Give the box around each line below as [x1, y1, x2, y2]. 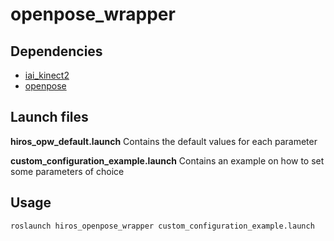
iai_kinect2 [24, 69, 70, 81]
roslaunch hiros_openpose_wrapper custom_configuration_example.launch [10, 221, 315, 231]
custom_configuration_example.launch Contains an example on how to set [10, 154, 325, 167]
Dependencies [10, 43, 103, 60]
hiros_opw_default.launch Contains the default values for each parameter [10, 135, 318, 147]
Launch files [10, 109, 89, 126]
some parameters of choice [10, 165, 125, 177]
